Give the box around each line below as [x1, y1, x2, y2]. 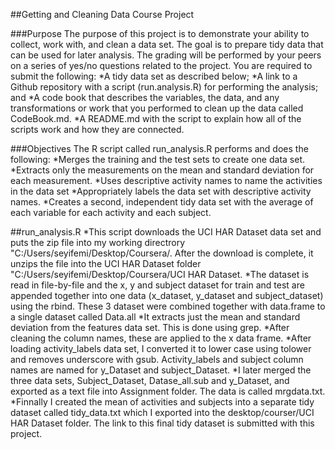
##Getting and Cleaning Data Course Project [10, 9, 195, 20]
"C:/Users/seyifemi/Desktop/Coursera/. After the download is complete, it [10, 247, 314, 259]
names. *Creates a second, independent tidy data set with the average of [10, 196, 314, 208]
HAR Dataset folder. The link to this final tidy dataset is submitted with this [10, 417, 315, 429]
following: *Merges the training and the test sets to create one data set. [10, 154, 305, 165]
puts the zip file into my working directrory [10, 237, 186, 248]
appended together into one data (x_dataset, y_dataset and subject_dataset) [10, 290, 324, 301]
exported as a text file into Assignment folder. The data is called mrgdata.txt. [10, 385, 326, 397]
